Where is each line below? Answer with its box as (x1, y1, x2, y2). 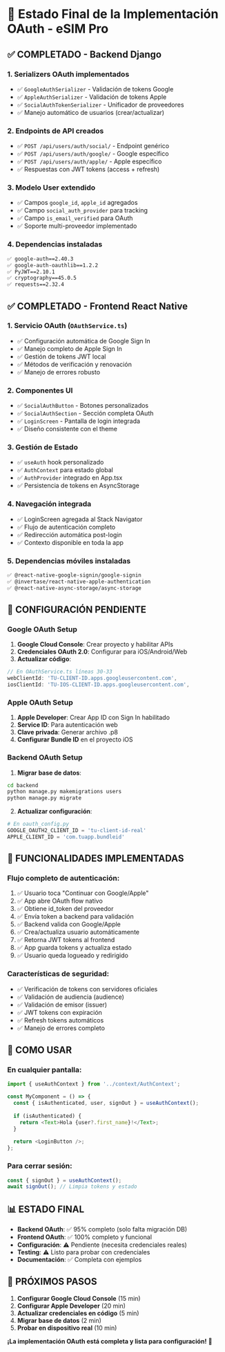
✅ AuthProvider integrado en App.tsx (17, 474, 123, 482)
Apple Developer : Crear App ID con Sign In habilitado (17, 713, 170, 722)
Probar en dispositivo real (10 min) (17, 1324, 117, 1332)
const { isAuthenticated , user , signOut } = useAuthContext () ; (13, 1100, 199, 1107)
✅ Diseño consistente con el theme (17, 425, 118, 433)
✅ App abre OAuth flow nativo (17, 896, 104, 905)
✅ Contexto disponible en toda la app (17, 538, 124, 546)
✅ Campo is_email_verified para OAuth (17, 214, 133, 222)
